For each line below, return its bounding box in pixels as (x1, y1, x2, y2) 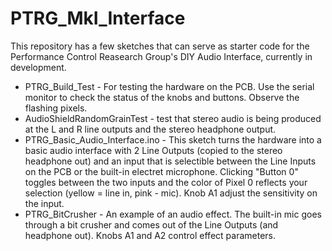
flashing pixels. (24, 102, 88, 114)
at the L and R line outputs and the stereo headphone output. (24, 123, 277, 135)
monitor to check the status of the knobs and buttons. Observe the (24, 91, 300, 103)
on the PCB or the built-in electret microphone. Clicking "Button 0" (24, 165, 299, 177)
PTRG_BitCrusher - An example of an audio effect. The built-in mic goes (24, 208, 322, 220)
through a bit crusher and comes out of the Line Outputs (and (24, 218, 279, 231)
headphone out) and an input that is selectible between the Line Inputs (24, 155, 317, 167)
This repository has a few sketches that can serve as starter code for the (10, 40, 310, 52)
